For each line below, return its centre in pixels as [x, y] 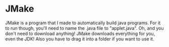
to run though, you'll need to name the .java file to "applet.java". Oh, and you [84, 28]
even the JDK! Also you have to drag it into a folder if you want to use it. [80, 39]
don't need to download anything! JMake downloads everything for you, [80, 33]
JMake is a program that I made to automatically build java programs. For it [83, 23]
